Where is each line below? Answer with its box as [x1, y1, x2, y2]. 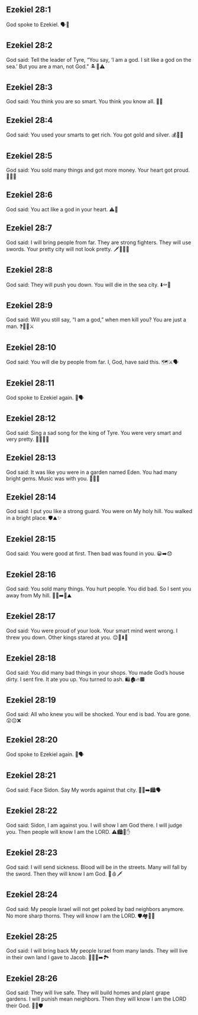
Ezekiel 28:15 [6, 534, 56, 544]
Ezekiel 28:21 [6, 770, 56, 780]
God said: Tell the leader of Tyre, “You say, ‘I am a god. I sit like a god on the [6, 56, 191, 63]
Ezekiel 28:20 [6, 735, 58, 745]
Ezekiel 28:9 [6, 300, 53, 311]
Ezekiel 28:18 [6, 653, 56, 663]
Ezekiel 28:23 [6, 848, 58, 858]
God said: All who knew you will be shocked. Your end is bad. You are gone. [6, 711, 191, 718]
